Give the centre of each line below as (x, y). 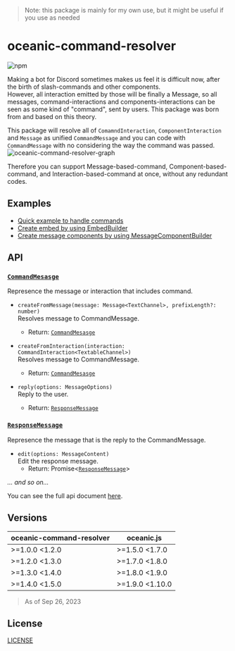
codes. (17, 181)
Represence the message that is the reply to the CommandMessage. (107, 440)
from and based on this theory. (52, 116)
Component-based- (198, 166)
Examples (29, 204)
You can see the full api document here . (65, 495)
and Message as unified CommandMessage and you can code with (97, 137)
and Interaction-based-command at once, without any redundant (134, 174)
